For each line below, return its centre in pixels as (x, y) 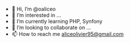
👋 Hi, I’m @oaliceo (34, 9)
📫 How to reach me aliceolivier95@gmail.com (68, 34)
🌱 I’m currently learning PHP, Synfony (57, 21)
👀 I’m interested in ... (36, 15)
